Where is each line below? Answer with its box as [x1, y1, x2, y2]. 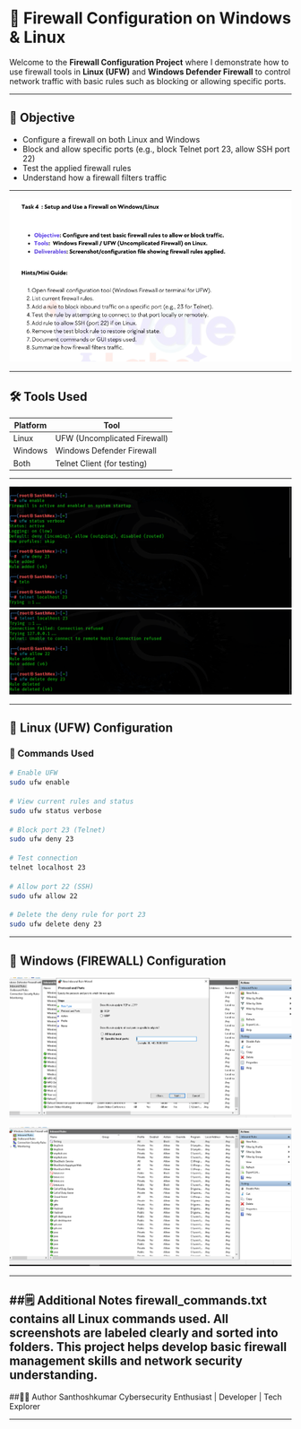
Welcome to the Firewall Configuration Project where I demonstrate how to [9, 56, 289, 67]
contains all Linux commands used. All [9, 1312, 228, 1327]
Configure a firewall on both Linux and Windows [21, 134, 201, 144]
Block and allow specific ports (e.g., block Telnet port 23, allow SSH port [21, 143, 290, 154]
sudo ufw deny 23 [9, 835, 74, 844]
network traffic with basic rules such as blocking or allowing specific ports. [9, 75, 287, 86]
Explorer [9, 1400, 40, 1411]
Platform [13, 420, 47, 430]
